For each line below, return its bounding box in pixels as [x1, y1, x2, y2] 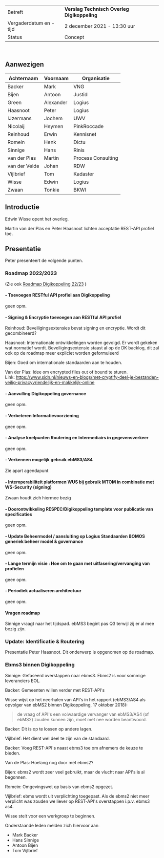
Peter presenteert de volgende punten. [5, 257, 83, 263]
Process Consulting [73, 154, 119, 161]
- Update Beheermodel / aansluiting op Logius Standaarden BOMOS [5, 533, 145, 539]
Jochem [43, 115, 63, 122]
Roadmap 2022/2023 [5, 270, 57, 277]
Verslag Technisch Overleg [64, 6, 129, 12]
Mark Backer [12, 832, 38, 837]
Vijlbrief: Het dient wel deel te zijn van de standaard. [5, 735, 110, 741]
